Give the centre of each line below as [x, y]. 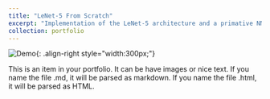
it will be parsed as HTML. [51, 86]
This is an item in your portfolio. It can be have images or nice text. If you [129, 69]
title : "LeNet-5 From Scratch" [61, 16]
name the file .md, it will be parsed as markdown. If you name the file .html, [133, 78]
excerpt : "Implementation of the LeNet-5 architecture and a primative [131, 23]
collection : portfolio [46, 31]
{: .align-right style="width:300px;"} [95, 54]
